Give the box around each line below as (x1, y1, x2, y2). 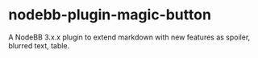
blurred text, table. (8, 40, 70, 50)
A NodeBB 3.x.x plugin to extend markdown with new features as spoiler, (8, 32, 251, 42)
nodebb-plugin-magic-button (8, 6, 212, 24)
